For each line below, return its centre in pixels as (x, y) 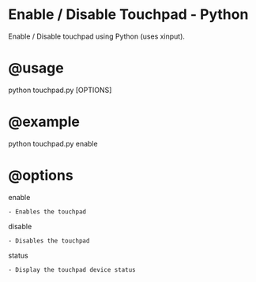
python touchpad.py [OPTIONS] (60, 90)
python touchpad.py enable (53, 143)
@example (44, 122)
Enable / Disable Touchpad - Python (128, 15)
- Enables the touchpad (47, 211)
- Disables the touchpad (49, 241)
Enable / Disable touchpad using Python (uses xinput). (97, 36)
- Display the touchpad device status (72, 269)
